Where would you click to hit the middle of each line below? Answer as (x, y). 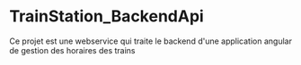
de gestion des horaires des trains (72, 50)
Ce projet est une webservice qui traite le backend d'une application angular (150, 41)
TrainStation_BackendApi (106, 16)
